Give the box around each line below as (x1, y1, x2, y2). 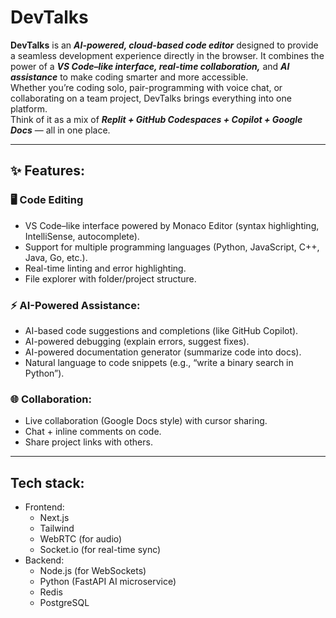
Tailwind (39, 522, 75, 535)
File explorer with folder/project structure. (24, 272, 197, 285)
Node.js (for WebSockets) (39, 565, 147, 577)
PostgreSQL (39, 597, 90, 609)
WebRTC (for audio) (39, 533, 123, 545)
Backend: (24, 554, 65, 566)
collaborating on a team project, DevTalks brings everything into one (10, 92, 292, 104)
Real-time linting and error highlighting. (24, 262, 187, 274)
